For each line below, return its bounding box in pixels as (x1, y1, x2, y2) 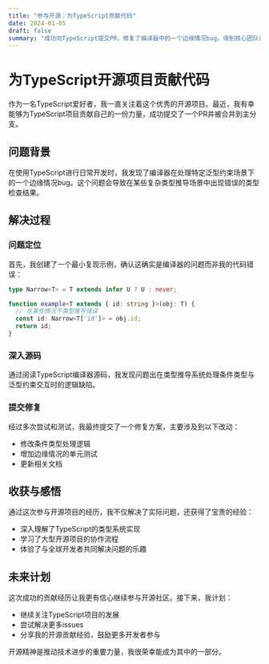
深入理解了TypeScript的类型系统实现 (19, 524, 141, 534)
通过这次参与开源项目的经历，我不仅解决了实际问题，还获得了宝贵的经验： (8, 507, 254, 517)
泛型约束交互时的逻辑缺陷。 (8, 380, 100, 390)
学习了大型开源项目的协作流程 (19, 534, 118, 544)
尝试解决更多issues (19, 620, 84, 630)
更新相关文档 (19, 459, 62, 468)
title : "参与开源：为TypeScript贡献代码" (8, 11, 136, 20)
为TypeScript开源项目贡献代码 (8, 71, 210, 89)
